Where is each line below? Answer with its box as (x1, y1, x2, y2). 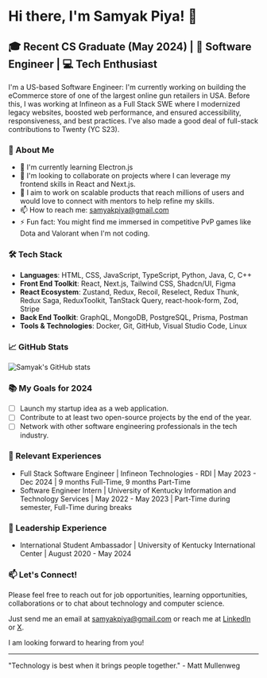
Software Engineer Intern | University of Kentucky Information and (19, 485, 237, 495)
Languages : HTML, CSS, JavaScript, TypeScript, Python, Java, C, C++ (19, 270, 253, 279)
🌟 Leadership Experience (8, 522, 107, 533)
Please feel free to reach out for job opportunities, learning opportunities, (8, 590, 248, 600)
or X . (8, 622, 25, 632)
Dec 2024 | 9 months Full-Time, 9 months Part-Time (19, 477, 191, 486)
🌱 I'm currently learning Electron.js (19, 162, 133, 172)
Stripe (19, 304, 40, 314)
